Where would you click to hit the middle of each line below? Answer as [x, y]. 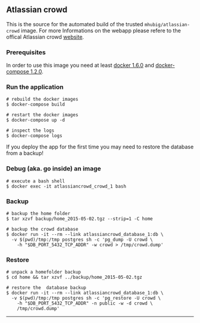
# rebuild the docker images [42, 100]
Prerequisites [26, 52]
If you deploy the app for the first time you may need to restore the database [100, 147]
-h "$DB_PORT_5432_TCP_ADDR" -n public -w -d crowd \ [85, 303]
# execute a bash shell [36, 181]
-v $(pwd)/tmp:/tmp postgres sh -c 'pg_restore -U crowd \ [86, 298]
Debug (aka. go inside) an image [54, 169]
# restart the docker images [42, 115]
